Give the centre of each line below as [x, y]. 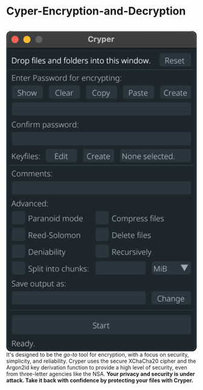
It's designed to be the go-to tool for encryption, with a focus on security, [98, 354]
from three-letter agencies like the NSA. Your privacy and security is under [101, 374]
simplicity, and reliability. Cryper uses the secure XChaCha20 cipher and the [101, 361]
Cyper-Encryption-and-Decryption [96, 11]
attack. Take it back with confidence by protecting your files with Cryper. [100, 380]
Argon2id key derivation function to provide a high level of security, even [97, 367]
